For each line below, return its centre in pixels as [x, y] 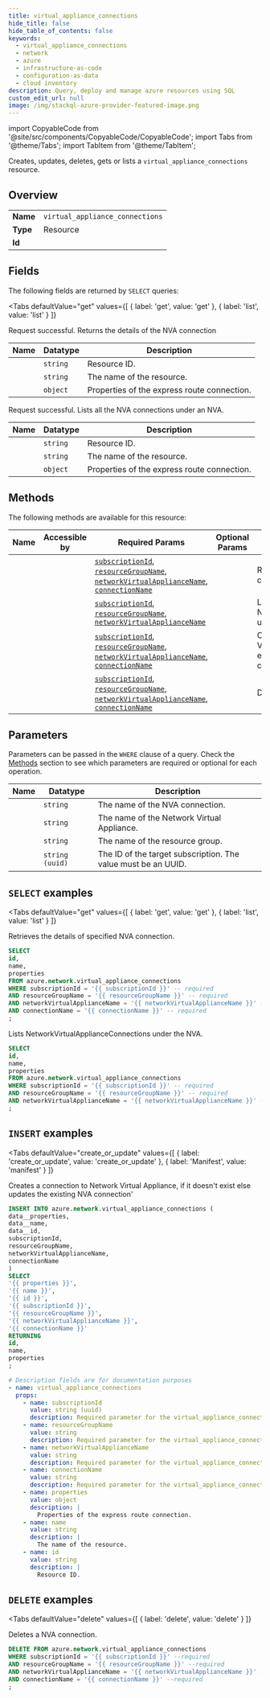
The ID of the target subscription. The [168, 854]
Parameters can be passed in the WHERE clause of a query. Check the [122, 754]
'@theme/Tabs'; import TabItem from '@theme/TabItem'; [102, 146]
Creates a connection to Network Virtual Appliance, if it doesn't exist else [130, 1185]
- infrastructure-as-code [59, 68]
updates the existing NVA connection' [71, 1194]
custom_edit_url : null [46, 98]
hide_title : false [39, 23]
